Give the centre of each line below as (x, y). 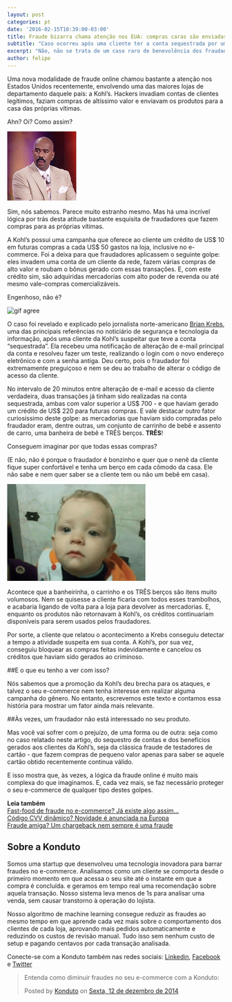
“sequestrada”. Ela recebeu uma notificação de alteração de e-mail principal (116, 346)
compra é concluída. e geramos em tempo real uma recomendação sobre (112, 886)
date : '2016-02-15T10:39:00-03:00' (58, 29)
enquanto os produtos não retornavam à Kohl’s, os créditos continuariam (110, 614)
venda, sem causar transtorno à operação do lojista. (81, 900)
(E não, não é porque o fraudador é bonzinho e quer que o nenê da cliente (113, 459)
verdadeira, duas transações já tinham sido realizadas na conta (97, 396)
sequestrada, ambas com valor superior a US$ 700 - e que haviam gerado (113, 403)
